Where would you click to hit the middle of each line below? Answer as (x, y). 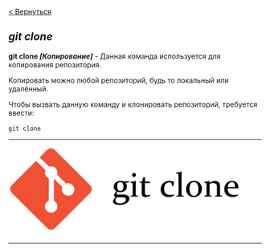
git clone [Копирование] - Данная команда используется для (115, 56)
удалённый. (28, 88)
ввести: (21, 112)
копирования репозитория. (55, 64)
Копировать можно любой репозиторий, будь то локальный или (119, 80)
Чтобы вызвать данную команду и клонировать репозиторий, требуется (133, 104)
